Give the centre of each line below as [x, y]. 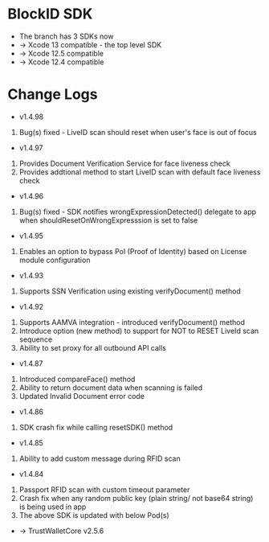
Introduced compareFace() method [77, 379]
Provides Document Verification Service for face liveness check [124, 163]
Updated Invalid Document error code [82, 396]
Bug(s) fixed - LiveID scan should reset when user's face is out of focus [138, 132]
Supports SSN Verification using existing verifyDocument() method [130, 291]
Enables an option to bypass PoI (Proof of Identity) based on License [133, 251]
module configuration [55, 260]
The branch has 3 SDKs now [66, 36]
